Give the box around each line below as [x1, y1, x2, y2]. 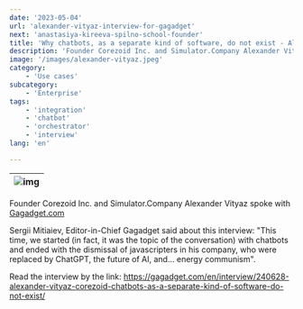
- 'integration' [25, 105, 87, 114]
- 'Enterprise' [25, 88, 83, 97]
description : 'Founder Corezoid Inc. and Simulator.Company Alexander [9, 47, 280, 56]
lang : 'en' [9, 139, 50, 148]
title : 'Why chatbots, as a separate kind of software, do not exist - [9, 38, 284, 48]
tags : [9, 96, 30, 106]
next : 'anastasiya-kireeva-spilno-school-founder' [9, 30, 204, 39]
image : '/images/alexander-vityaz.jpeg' [9, 55, 164, 64]
